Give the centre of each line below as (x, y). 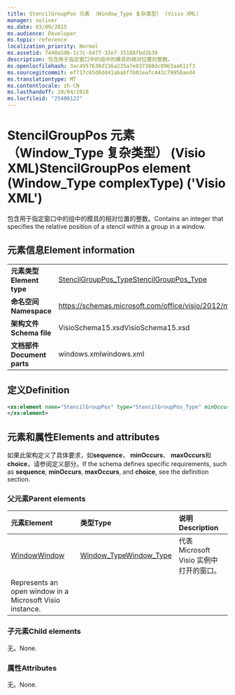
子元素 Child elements (44, 631)
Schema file (31, 333)
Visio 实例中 (198, 560)
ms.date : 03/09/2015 (37, 27)
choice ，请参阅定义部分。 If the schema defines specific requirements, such (117, 464)
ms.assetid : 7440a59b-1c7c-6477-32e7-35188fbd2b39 (83, 53)
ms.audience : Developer (42, 33)
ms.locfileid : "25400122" (45, 99)
